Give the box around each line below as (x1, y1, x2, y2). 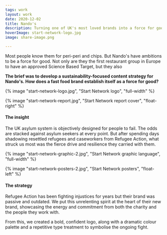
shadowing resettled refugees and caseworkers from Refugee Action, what (5, 136, 159, 142)
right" (5, 103, 17, 109)
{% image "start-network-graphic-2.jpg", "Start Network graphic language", (5, 151, 161, 157)
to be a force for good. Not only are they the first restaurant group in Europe (5, 58, 161, 64)
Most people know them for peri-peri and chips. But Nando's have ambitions (5, 53, 162, 59)
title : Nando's (5, 21, 37, 26)
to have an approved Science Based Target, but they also (5, 63, 123, 70)
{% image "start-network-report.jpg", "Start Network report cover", (5, 97, 143, 103)
